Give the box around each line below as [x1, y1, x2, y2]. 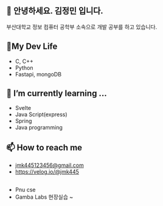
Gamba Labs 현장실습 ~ [15, 193, 74, 200]
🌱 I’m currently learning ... [6, 88, 108, 99]
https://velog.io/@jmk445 [15, 168, 79, 175]
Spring [15, 117, 32, 125]
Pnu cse [15, 186, 36, 193]
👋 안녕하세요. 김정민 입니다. [6, 6, 103, 17]
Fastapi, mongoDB [15, 70, 62, 78]
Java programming [15, 124, 63, 131]
